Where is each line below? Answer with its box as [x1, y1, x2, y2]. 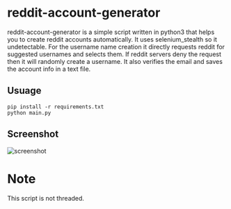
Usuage [7, 85, 42, 97]
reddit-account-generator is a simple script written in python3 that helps [7, 28, 215, 36]
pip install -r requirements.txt [7, 103, 104, 110]
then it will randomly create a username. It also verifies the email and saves [7, 57, 223, 65]
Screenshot [7, 128, 59, 140]
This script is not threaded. [7, 194, 85, 202]
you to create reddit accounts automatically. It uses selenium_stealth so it [7, 35, 218, 43]
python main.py [7, 109, 51, 116]
